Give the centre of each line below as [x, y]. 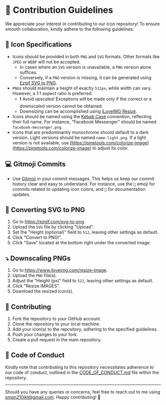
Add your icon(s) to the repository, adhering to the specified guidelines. [85, 329]
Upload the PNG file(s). [35, 275]
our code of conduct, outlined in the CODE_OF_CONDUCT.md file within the [82, 372]
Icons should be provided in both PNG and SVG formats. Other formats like [86, 56]
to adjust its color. [110, 148]
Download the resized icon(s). [43, 291]
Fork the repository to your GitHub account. [57, 319]
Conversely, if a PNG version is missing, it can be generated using [85, 77]
